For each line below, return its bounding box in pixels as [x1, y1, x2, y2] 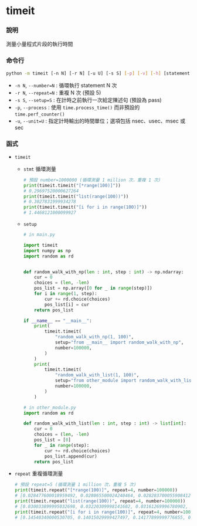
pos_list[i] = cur [44, 301, 90, 307]
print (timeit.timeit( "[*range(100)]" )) [23, 182, 121, 188]
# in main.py [23, 232, 56, 238]
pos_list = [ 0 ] [34, 437, 72, 443]
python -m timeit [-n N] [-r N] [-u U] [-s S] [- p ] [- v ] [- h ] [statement [6, 70, 191, 76]
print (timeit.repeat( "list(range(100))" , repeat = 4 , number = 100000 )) [14, 498, 186, 504]
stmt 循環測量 [23, 165, 57, 172]
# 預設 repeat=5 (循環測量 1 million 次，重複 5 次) [14, 482, 137, 488]
